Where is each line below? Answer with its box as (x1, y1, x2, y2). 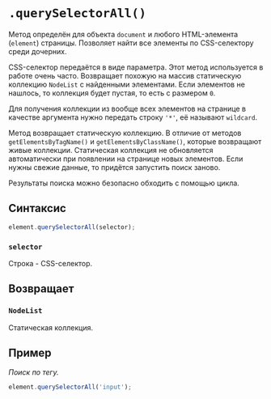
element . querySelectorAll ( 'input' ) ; (8, 383, 132, 392)
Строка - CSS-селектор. (8, 258, 93, 268)
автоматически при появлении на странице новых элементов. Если (8, 154, 243, 163)
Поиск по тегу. (8, 367, 59, 377)
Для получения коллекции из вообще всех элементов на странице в (8, 104, 247, 113)
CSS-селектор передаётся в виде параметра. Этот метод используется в (8, 62, 264, 72)
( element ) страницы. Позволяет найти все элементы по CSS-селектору (8, 38, 254, 48)
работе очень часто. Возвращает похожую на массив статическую (8, 70, 242, 80)
